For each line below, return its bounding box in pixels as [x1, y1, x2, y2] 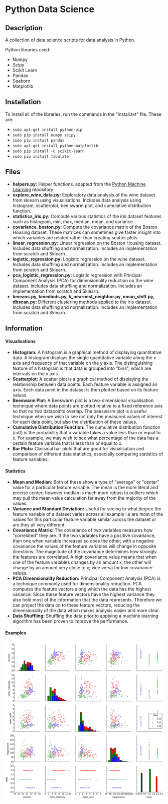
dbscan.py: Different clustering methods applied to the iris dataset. [12, 299, 152, 305]
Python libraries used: [5, 47, 51, 52]
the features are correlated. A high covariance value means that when [12, 554, 157, 560]
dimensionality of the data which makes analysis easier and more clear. [12, 608, 160, 614]
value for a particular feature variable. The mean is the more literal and [12, 485, 158, 491]
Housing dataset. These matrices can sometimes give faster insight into [12, 229, 161, 235]
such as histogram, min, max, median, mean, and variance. [12, 218, 134, 225]
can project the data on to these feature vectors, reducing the [12, 602, 140, 608]
